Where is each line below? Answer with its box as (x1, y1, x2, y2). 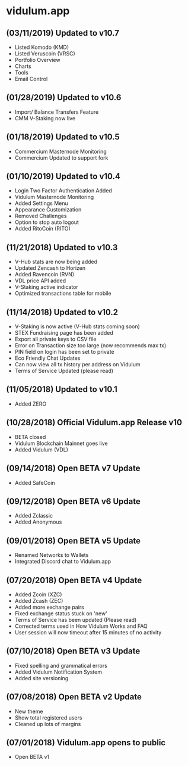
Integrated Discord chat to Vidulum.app (14, 558, 111, 565)
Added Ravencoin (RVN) (14, 271, 75, 278)
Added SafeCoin (14, 479, 55, 486)
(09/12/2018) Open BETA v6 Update (6, 496, 141, 506)
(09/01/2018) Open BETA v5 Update (6, 535, 141, 546)
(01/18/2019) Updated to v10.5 (6, 132, 120, 142)
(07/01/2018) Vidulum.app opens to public (6, 737, 166, 748)
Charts (14, 63, 31, 70)
